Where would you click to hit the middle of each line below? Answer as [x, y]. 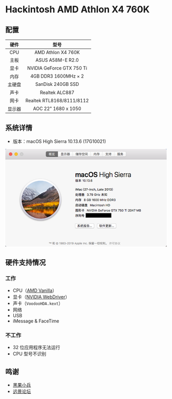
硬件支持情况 [26, 262]
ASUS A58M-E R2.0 [57, 60]
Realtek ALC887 [57, 92]
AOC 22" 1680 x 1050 [57, 108]
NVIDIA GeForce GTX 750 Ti [57, 68]
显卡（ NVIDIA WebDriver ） [41, 297]
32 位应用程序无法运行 [36, 348]
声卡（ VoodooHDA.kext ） [38, 303]
